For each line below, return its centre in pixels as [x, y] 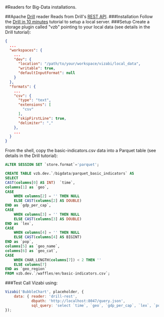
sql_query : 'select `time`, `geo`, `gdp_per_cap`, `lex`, [91, 305]
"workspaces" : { [26, 50]
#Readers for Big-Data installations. [41, 7]
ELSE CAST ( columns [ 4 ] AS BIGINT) [48, 237]
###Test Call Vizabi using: [31, 283]
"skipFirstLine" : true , [42, 118]
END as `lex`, [20, 224]
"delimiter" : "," [36, 123]
